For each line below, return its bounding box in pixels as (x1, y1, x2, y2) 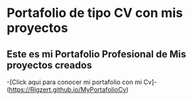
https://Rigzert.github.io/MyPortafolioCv (9, 85, 127, 93)
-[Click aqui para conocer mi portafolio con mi (6, 78, 142, 86)
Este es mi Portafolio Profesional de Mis (6, 48, 187, 60)
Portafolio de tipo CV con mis (6, 5, 183, 21)
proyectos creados (6, 59, 93, 71)
